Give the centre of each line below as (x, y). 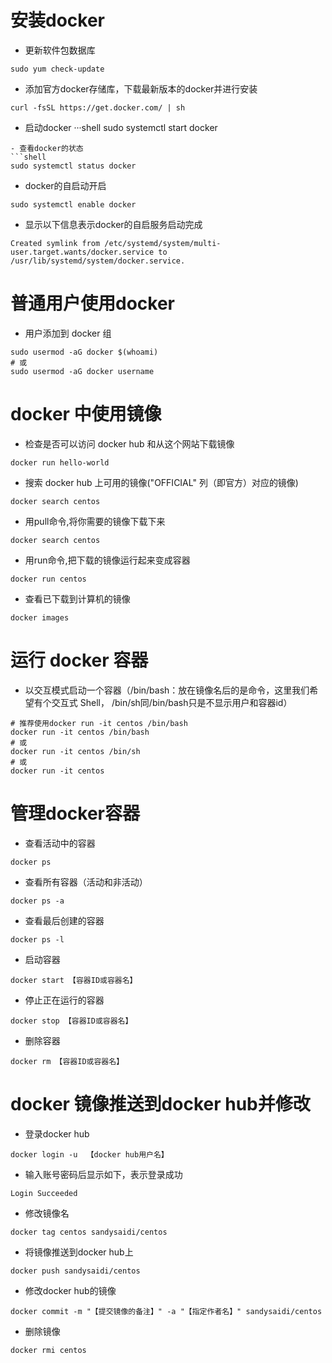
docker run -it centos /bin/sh (75, 751)
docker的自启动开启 (65, 185)
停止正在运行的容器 (64, 1000)
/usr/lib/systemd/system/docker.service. (98, 261)
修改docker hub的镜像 (70, 1290)
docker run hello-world (60, 462)
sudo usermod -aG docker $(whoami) (84, 352)
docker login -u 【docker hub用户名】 (89, 1154)
